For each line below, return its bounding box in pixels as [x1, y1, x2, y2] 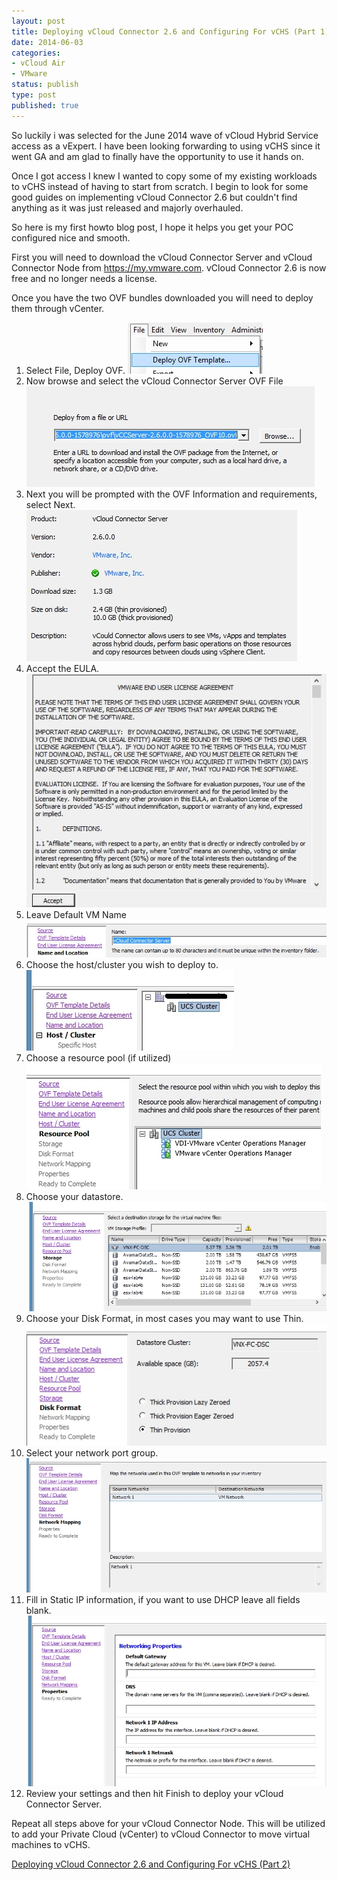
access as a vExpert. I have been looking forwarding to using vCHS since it [11, 140, 321, 152]
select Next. [25, 498, 76, 510]
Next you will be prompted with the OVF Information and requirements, [25, 488, 318, 500]
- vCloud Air [11, 58, 66, 69]
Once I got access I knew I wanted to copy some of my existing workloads [11, 170, 318, 182]
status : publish [11, 80, 79, 90]
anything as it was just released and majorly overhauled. [11, 201, 244, 214]
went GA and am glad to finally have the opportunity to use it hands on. [11, 150, 304, 162]
